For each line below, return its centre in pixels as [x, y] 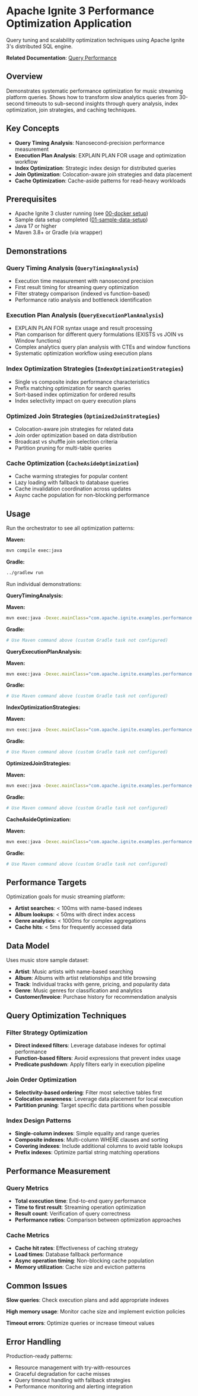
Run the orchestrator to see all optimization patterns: [71, 528]
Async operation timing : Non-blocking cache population [84, 1261]
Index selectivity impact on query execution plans [75, 401]
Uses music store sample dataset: [47, 960]
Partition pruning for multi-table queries [63, 448]
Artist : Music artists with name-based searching [74, 971]
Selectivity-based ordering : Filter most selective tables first [88, 1093]
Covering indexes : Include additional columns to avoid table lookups [99, 1146]
